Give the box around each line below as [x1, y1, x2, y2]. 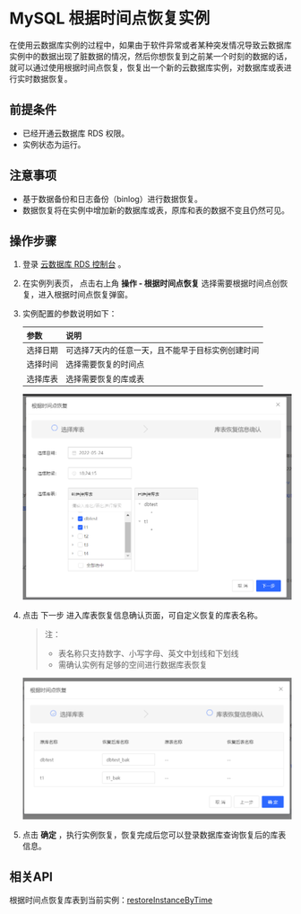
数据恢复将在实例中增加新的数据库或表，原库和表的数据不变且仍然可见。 [21, 204, 289, 216]
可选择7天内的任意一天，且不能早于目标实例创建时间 [65, 345, 260, 356]
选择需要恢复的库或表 [65, 373, 145, 384]
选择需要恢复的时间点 [65, 359, 145, 369]
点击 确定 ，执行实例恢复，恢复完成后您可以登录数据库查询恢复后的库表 [21, 829, 287, 840]
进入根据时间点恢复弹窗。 [38, 289, 133, 300]
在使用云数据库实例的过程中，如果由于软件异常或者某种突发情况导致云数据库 [9, 40, 292, 50]
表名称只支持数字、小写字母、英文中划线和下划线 [57, 648, 239, 659]
